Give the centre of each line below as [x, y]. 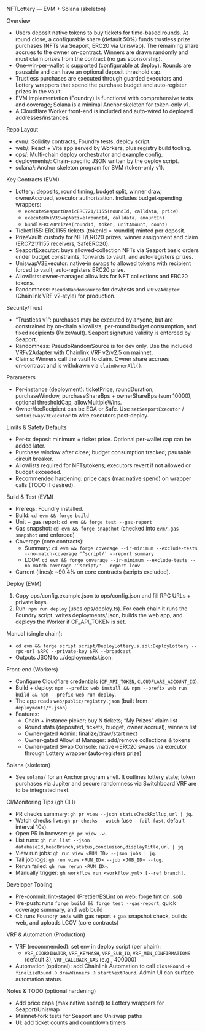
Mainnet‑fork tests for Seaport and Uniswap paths [79, 1016]
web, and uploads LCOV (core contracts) [67, 922]
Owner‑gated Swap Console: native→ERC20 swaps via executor [106, 747]
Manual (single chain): [34, 634]
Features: [27, 714]
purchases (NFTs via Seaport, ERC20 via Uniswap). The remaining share [107, 46]
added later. [30, 446]
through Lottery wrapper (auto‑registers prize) [83, 753]
